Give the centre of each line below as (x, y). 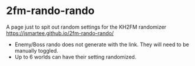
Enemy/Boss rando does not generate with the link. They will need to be (102, 44)
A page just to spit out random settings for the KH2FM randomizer (86, 27)
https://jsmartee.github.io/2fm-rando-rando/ (60, 33)
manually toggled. (37, 50)
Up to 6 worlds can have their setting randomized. (75, 57)
